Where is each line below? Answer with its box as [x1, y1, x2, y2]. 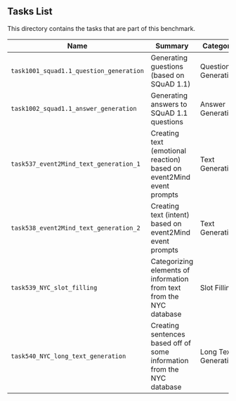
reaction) [150, 155, 181, 164]
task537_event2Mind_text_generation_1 [11, 159, 140, 168]
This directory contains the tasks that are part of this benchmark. [7, 24, 195, 32]
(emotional [150, 145, 187, 155]
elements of [150, 265, 190, 275]
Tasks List [7, 6, 53, 18]
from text [150, 282, 181, 292]
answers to [150, 99, 188, 109]
